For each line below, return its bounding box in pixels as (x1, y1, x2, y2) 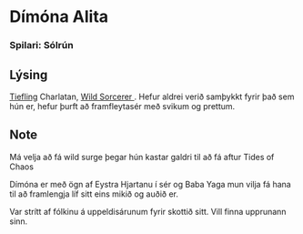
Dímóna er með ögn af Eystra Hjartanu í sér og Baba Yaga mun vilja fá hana (9, 178, 291, 189)
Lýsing (9, 66, 48, 83)
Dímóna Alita (9, 6, 109, 27)
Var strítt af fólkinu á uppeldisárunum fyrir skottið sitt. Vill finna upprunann (9, 206, 287, 217)
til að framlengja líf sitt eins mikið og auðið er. (9, 188, 179, 199)
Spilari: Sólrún (9, 39, 75, 52)
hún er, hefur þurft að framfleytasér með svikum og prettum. (9, 100, 236, 111)
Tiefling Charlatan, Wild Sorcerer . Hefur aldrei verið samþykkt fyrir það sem (9, 91, 295, 102)
